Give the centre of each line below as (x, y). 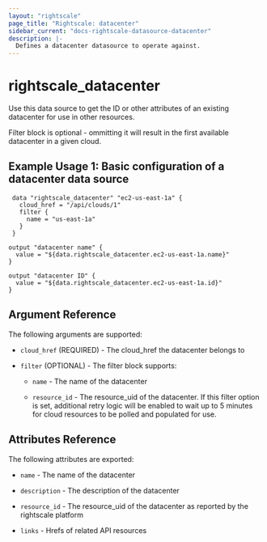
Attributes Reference (62, 440)
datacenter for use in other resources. (72, 117)
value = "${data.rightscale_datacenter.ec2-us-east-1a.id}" (119, 283)
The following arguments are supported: (76, 334)
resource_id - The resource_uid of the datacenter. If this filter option (146, 396)
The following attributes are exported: (71, 459)
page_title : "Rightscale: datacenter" (74, 23)
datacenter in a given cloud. (55, 142)
